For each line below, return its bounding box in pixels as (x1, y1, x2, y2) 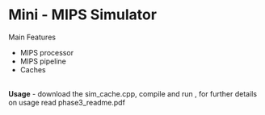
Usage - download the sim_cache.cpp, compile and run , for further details (8, 88, 257, 98)
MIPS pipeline (19, 56, 66, 66)
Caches (19, 64, 46, 74)
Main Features (8, 32, 57, 42)
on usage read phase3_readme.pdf (8, 97, 125, 107)
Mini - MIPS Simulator (8, 6, 158, 24)
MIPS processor (19, 47, 74, 57)
